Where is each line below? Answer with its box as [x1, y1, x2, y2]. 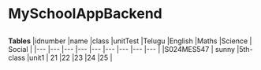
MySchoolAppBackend [8, 5, 163, 23]
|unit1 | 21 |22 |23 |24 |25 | [26, 53, 113, 62]
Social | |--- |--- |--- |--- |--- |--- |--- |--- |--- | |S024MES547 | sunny [8, 44, 235, 53]
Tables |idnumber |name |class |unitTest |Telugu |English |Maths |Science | [8, 36, 252, 46]
